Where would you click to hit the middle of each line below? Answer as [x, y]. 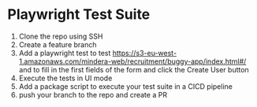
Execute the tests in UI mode [65, 78]
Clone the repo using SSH [61, 36]
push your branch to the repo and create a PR [93, 94]
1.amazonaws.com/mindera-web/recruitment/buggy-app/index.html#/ [132, 61]
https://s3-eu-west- [145, 53]
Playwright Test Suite [79, 15]
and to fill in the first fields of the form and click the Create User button [134, 69]
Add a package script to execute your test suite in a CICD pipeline [126, 86]
